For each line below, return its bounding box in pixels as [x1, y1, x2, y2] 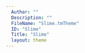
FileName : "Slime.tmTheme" [11, 20, 80, 26]
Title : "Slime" [11, 32, 50, 38]
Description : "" [11, 15, 52, 21]
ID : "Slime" [11, 26, 42, 32]
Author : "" [11, 9, 39, 15]
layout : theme [11, 37, 47, 43]
